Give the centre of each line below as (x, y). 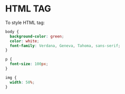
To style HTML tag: (25, 22)
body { (12, 31)
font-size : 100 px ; (29, 64)
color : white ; (24, 41)
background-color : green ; (37, 36)
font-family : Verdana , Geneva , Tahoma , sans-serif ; (65, 45)
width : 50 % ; (22, 82)
